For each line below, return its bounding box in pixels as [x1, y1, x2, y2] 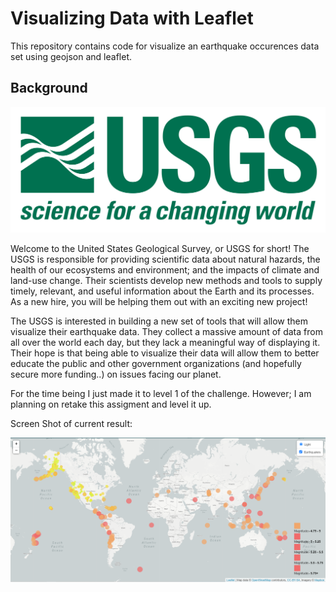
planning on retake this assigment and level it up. [10, 398, 212, 411]
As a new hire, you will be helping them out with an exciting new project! [10, 296, 308, 308]
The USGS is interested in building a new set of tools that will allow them [10, 315, 309, 327]
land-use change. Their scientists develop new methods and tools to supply [10, 275, 323, 287]
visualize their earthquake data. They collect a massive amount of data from [10, 326, 323, 338]
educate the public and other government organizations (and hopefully [10, 358, 302, 370]
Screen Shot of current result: [10, 418, 133, 430]
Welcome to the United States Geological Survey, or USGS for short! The [10, 243, 310, 255]
